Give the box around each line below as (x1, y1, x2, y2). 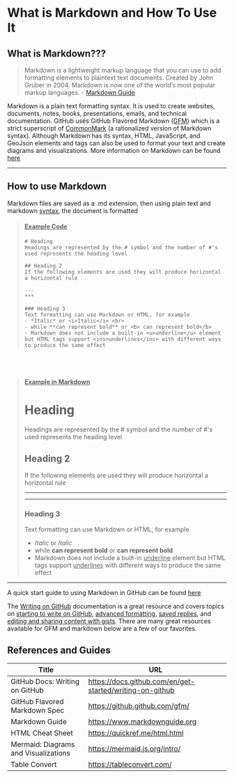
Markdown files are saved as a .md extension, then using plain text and (7, 199, 211, 207)
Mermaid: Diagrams (10, 740, 75, 749)
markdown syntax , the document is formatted (7, 206, 138, 214)
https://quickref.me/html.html (88, 728, 184, 738)
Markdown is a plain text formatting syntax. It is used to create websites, (7, 102, 215, 110)
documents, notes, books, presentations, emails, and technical (7, 110, 187, 117)
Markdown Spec (10, 705, 65, 715)
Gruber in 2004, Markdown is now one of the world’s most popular (24, 81, 216, 89)
